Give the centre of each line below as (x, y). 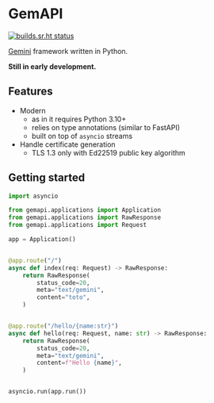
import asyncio (33, 196)
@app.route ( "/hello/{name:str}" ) (63, 326)
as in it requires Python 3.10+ (79, 119)
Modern (32, 110)
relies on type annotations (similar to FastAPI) (106, 127)
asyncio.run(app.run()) (48, 392)
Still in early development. (52, 66)
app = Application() (42, 240)
